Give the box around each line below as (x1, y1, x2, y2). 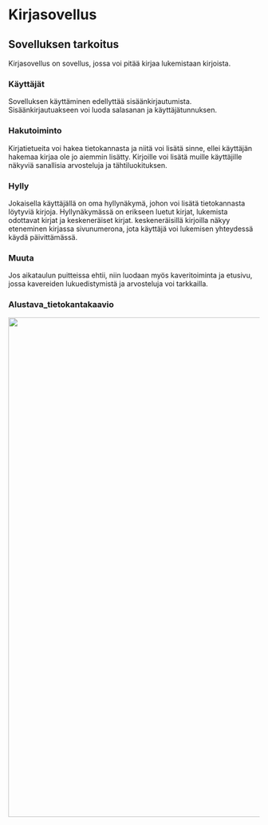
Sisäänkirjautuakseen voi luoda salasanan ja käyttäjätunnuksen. (8, 106, 218, 115)
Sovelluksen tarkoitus (8, 38, 120, 51)
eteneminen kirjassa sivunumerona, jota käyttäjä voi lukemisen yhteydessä (8, 224, 254, 233)
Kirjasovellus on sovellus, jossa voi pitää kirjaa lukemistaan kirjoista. (8, 58, 231, 68)
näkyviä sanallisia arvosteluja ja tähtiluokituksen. (8, 160, 167, 169)
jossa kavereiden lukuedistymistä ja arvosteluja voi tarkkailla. (8, 279, 209, 289)
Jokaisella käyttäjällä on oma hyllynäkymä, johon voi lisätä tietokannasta (8, 198, 246, 208)
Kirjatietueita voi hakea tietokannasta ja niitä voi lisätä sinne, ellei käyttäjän (8, 143, 253, 153)
